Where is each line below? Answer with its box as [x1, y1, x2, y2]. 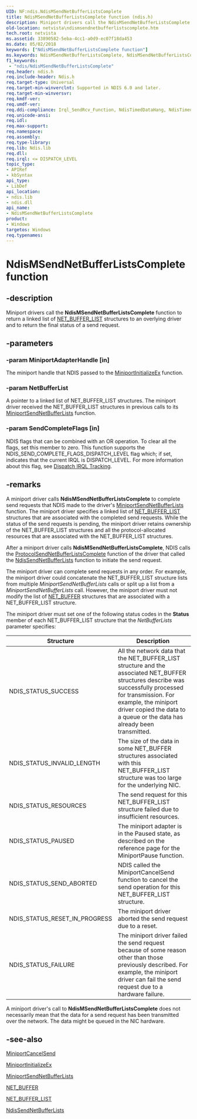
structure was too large [118, 773, 182, 782]
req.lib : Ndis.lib [6, 145, 51, 151]
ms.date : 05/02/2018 [6, 42, 57, 48]
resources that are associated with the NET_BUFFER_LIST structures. [6, 532, 174, 540]
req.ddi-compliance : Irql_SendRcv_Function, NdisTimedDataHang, [6, 107, 167, 113]
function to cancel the [118, 875, 178, 884]
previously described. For [118, 961, 188, 969]
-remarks [6, 479, 41, 490]
